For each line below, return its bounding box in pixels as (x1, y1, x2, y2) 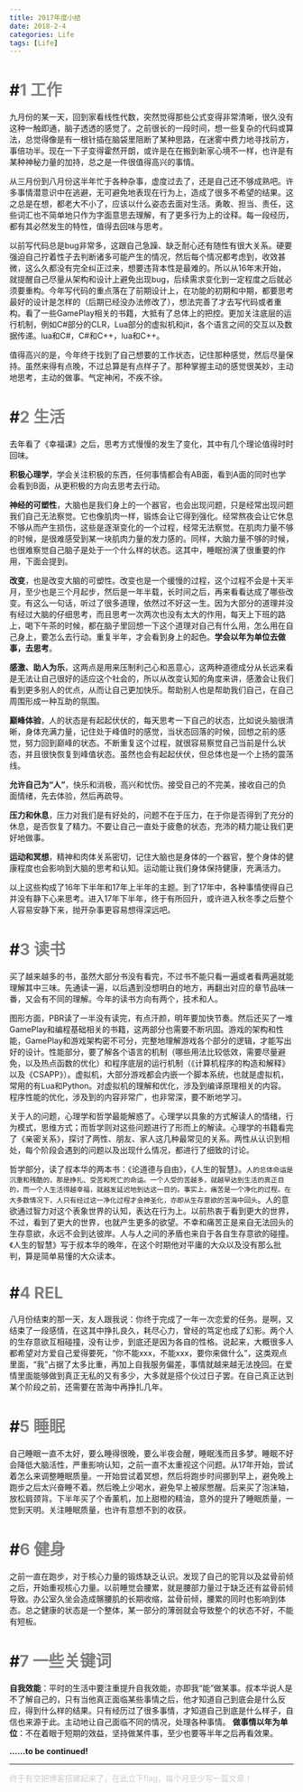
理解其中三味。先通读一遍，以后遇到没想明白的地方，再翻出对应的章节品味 (9, 983, 286, 993)
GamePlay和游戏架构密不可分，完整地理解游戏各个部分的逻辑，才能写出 (24, 1035, 292, 1047)
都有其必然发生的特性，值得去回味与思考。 (9, 221, 168, 232)
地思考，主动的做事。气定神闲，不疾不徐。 (9, 372, 168, 383)
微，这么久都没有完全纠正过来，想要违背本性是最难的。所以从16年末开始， (9, 263, 287, 273)
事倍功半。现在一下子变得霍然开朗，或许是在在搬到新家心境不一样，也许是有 (9, 145, 294, 156)
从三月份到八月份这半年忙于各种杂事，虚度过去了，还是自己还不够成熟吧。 (9, 176, 286, 187)
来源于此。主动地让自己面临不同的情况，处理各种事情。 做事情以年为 (24, 1716, 280, 1727)
